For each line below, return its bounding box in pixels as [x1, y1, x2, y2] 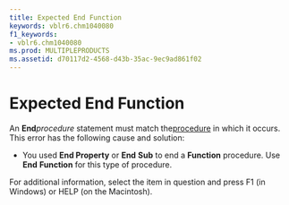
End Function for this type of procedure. [21, 158, 173, 170]
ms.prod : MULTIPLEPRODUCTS [9, 47, 110, 56]
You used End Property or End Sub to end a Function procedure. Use [21, 149, 281, 160]
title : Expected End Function [9, 13, 123, 22]
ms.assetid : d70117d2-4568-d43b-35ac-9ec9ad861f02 [9, 55, 202, 64]
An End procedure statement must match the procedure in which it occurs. [9, 123, 281, 133]
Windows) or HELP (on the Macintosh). [9, 185, 153, 197]
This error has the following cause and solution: [9, 132, 185, 143]
